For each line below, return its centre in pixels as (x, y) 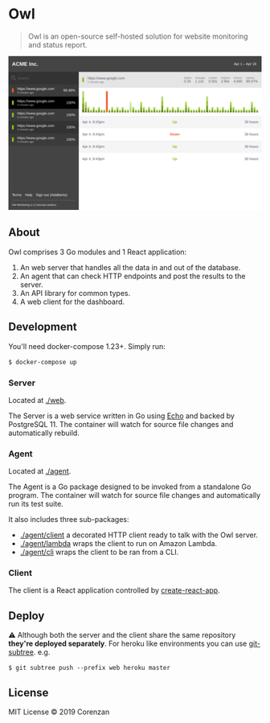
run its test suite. (36, 504)
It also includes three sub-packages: (69, 520)
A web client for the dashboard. (72, 302)
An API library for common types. (75, 293)
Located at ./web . (37, 400)
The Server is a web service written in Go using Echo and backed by (122, 416)
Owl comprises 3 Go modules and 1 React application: (98, 252)
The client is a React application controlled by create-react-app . (114, 590)
